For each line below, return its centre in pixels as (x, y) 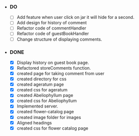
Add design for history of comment (52, 23)
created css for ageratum (42, 90)
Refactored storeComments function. (54, 68)
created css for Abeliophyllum (47, 101)
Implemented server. (37, 106)
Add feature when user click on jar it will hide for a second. (76, 17)
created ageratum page (40, 84)
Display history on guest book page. (53, 62)
